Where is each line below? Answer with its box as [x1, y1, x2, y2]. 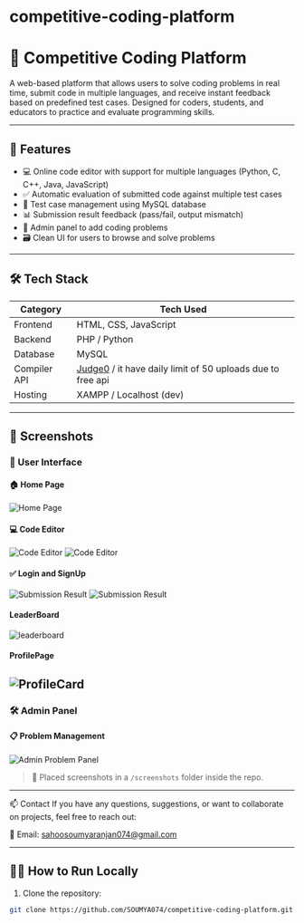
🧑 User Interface [9, 456, 83, 468]
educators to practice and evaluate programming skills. [9, 107, 215, 118]
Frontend [14, 318, 52, 331]
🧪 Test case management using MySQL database [22, 198, 206, 209]
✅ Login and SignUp [9, 568, 86, 579]
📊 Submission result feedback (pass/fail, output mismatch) [22, 208, 244, 219]
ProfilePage [9, 650, 54, 661]
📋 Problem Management [9, 731, 106, 742]
